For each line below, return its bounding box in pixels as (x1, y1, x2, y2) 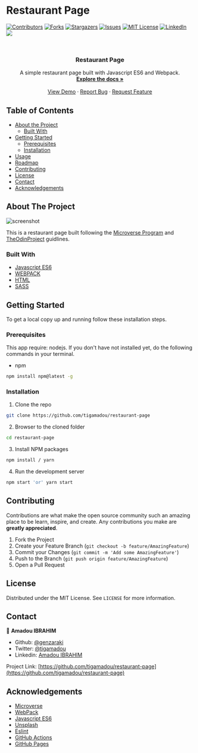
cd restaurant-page (6, 435, 55, 441)
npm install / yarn (6, 457, 55, 463)
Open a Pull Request (14, 561, 65, 568)
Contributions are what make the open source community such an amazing (6, 511, 190, 518)
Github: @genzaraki (14, 639, 64, 646)
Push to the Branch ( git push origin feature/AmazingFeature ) (14, 555, 168, 562)
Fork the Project (14, 536, 55, 543)
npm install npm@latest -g (6, 373, 73, 380)
